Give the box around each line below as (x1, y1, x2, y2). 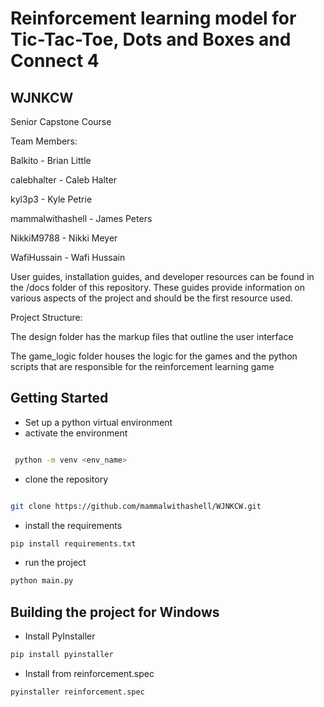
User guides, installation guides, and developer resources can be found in (10, 271, 315, 282)
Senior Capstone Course (10, 116, 112, 127)
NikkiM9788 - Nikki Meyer (10, 232, 118, 244)
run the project (24, 557, 87, 569)
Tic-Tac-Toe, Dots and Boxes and (10, 28, 292, 51)
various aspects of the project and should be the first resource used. (10, 292, 293, 304)
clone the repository (24, 473, 109, 485)
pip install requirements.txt (10, 538, 137, 549)
